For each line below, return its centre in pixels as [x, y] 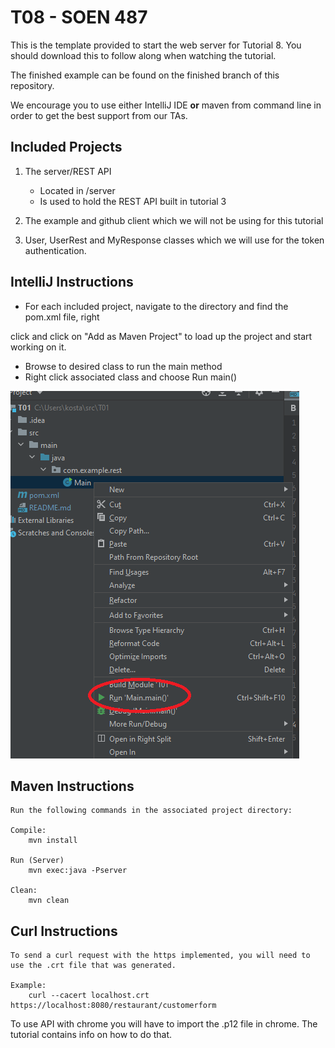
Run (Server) [37, 861]
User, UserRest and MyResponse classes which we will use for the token [174, 240]
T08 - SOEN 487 [79, 17]
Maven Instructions [72, 786]
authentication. [55, 250]
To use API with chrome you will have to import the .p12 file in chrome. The [164, 1024]
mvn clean [49, 901]
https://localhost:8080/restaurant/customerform [113, 1006]
